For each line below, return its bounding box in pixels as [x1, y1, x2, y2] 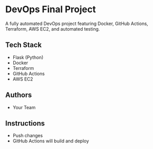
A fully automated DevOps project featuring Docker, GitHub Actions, [5, 20, 148, 27]
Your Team [12, 104, 36, 110]
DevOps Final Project [5, 4, 96, 15]
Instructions [5, 119, 45, 128]
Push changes [12, 133, 43, 139]
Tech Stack [5, 41, 42, 49]
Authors [5, 91, 32, 100]
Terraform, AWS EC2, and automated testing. [5, 26, 100, 32]
